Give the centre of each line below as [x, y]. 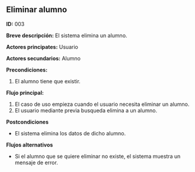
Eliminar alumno [36, 10]
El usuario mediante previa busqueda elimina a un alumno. [86, 110]
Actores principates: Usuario [42, 47]
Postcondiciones [28, 122]
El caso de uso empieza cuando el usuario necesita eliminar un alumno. [102, 104]
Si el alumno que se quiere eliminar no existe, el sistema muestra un [97, 156]
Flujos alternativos [30, 145]
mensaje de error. [36, 163]
